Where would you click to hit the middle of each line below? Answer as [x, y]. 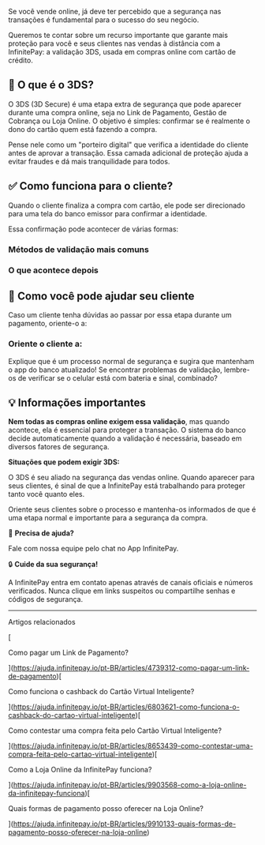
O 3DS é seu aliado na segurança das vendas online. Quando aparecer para [131, 478]
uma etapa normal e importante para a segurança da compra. [108, 518]
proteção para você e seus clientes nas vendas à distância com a [114, 43]
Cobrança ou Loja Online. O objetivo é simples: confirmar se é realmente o [129, 121]
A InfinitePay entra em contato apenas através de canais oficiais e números [131, 583]
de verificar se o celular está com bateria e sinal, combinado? [118, 377]
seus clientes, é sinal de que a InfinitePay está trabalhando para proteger [127, 486]
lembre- [237, 370]
